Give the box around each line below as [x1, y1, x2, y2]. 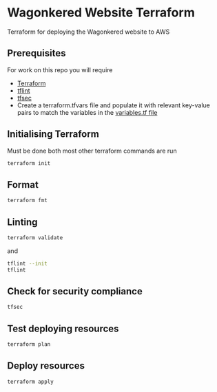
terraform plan [7, 341, 51, 348]
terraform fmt [7, 197, 48, 204]
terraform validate [7, 234, 63, 241]
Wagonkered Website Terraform [7, 5, 195, 21]
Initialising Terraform [7, 129, 100, 140]
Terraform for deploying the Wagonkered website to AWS [7, 28, 170, 36]
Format [7, 179, 39, 190]
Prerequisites [7, 47, 66, 59]
